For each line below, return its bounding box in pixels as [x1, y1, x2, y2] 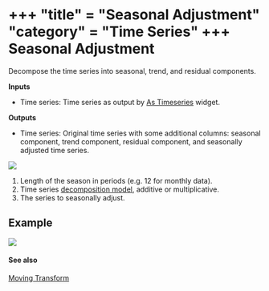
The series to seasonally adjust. [19, 192, 126, 202]
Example [8, 216, 53, 230]
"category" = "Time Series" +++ [8, 22, 230, 41]
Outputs [8, 112, 37, 122]
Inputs [8, 82, 31, 91]
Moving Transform [8, 273, 70, 282]
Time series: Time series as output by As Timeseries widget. [19, 97, 221, 107]
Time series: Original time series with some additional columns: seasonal [19, 128, 261, 138]
